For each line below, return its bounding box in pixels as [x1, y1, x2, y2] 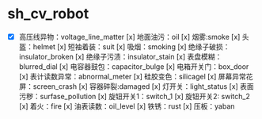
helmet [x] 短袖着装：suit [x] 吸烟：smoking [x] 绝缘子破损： [32, 42, 230, 52]
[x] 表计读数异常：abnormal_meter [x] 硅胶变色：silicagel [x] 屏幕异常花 [18, 72, 254, 81]
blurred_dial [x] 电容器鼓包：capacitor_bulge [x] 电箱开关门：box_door [18, 62, 249, 71]
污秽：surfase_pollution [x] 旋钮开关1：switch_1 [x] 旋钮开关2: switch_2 [18, 92, 250, 101]
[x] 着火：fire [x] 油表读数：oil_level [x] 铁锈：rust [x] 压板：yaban [18, 102, 235, 111]
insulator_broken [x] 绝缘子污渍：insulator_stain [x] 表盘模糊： [18, 52, 222, 61]
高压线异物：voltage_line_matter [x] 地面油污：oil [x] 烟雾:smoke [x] [18, 32, 241, 41]
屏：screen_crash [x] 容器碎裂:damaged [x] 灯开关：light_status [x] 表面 [18, 82, 254, 91]
